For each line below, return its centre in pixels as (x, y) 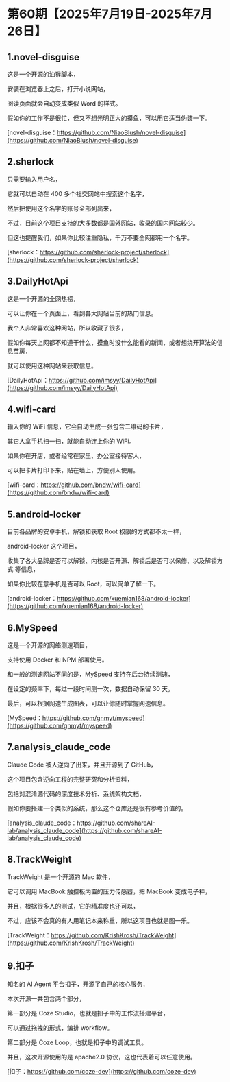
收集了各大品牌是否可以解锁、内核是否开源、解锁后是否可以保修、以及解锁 (112, 561)
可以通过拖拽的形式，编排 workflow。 (60, 1027)
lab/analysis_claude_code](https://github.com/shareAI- (85, 830)
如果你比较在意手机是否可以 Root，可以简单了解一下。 (84, 584)
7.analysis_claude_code (59, 747)
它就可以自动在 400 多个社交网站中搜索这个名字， (78, 193)
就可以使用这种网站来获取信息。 (52, 365)
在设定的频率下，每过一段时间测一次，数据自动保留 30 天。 (91, 689)
